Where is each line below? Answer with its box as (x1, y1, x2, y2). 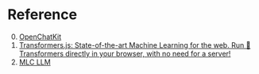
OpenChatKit (18, 32, 62, 41)
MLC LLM (18, 57, 51, 67)
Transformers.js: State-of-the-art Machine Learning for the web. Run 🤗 (18, 40, 251, 49)
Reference (7, 6, 77, 24)
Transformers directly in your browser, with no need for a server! (18, 49, 231, 58)
